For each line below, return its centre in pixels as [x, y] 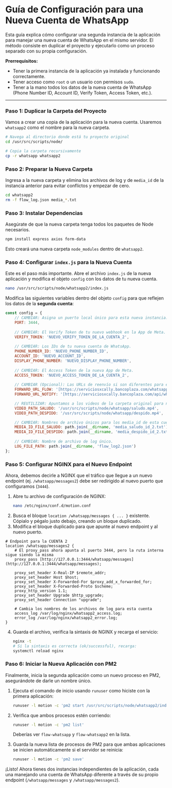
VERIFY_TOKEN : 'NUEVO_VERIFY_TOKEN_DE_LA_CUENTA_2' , [72, 337]
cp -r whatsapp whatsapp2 [33, 156]
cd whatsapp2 [19, 195]
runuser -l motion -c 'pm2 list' [48, 725]
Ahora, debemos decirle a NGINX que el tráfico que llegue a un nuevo [79, 475]
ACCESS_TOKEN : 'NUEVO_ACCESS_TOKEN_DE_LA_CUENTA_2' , [72, 375]
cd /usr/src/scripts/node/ [34, 142]
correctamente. [29, 76]
